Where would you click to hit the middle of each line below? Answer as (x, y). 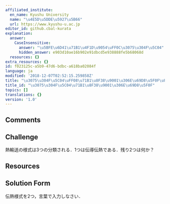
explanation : (19, 33)
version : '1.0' (21, 99)
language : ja (19, 71)
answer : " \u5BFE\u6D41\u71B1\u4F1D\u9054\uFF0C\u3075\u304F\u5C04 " (91, 48)
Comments (23, 120)
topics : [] (17, 90)
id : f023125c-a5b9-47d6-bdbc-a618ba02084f (51, 66)
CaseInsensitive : (33, 43)
